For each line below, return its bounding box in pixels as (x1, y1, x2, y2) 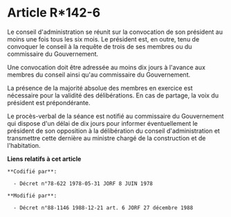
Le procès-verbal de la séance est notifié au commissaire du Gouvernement (7, 112, 224, 120)
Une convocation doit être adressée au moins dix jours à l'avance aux (7, 63, 206, 71)
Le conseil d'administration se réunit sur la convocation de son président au (7, 28, 223, 36)
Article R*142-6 (7, 5, 101, 21)
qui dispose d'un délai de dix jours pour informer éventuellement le (7, 119, 198, 127)
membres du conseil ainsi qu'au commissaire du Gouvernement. (7, 70, 191, 79)
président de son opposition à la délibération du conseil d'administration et (7, 126, 220, 135)
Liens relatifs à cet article (7, 154, 82, 163)
